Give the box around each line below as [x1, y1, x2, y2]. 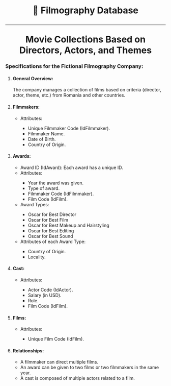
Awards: [12, 153, 31, 159]
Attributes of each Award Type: [20, 238, 85, 245]
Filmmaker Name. [27, 130, 65, 137]
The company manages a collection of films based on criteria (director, [12, 87, 162, 93]
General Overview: [12, 75, 53, 81]
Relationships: [12, 347, 44, 354]
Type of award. [27, 185, 60, 191]
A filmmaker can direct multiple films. [20, 359, 98, 365]
